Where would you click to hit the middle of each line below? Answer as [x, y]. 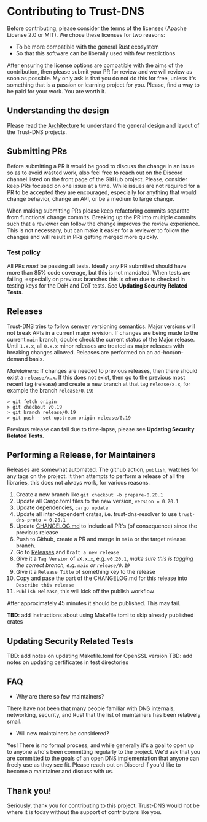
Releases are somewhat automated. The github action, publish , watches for [103, 470]
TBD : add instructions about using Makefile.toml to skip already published [100, 615]
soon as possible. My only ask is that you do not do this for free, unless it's [102, 78]
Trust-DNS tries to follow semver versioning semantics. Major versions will [101, 326]
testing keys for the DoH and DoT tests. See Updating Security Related [97, 285]
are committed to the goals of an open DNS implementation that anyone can [103, 758]
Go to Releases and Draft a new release [67, 552]
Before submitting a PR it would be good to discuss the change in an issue [101, 166]
